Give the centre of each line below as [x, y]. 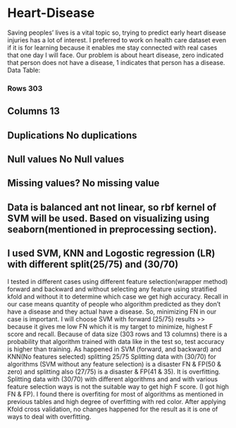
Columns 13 [33, 111]
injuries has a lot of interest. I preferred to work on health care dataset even [117, 40]
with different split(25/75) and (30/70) [93, 264]
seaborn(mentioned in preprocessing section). [112, 229]
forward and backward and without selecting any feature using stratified [112, 289]
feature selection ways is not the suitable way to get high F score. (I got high [118, 386]
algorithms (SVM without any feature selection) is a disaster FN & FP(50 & [114, 364]
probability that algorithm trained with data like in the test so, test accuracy [116, 341]
